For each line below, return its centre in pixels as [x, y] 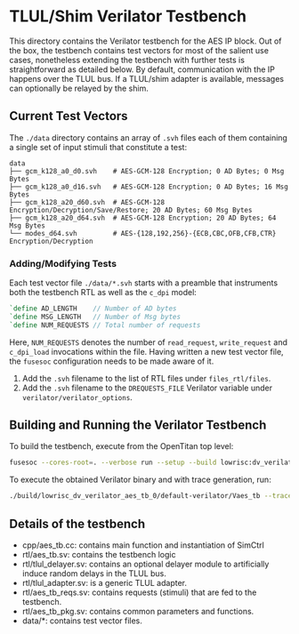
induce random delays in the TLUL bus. [94, 574]
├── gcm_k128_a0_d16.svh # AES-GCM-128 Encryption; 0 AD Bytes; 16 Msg [149, 187]
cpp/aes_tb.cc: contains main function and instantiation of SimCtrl [143, 545]
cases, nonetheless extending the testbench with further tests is [127, 60]
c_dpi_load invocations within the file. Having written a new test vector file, [146, 351]
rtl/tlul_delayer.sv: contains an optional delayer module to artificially [145, 564]
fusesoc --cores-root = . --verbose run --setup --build [113, 463]
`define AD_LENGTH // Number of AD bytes [93, 309]
